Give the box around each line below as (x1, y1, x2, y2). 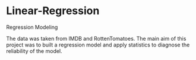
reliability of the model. (6, 47, 62, 54)
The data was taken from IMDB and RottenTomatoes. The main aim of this (6, 35, 186, 42)
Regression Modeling (6, 24, 58, 31)
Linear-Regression (6, 4, 100, 18)
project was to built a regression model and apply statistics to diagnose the (6, 41, 190, 48)
